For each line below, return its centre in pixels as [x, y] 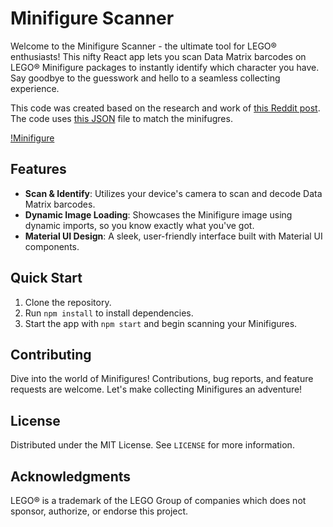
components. [52, 246]
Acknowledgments [71, 476]
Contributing [51, 354]
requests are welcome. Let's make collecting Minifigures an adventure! [156, 389]
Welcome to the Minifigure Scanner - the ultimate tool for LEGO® [143, 46]
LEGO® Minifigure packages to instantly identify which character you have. [165, 67]
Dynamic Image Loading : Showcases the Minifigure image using [158, 214]
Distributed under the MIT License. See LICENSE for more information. [152, 445]
